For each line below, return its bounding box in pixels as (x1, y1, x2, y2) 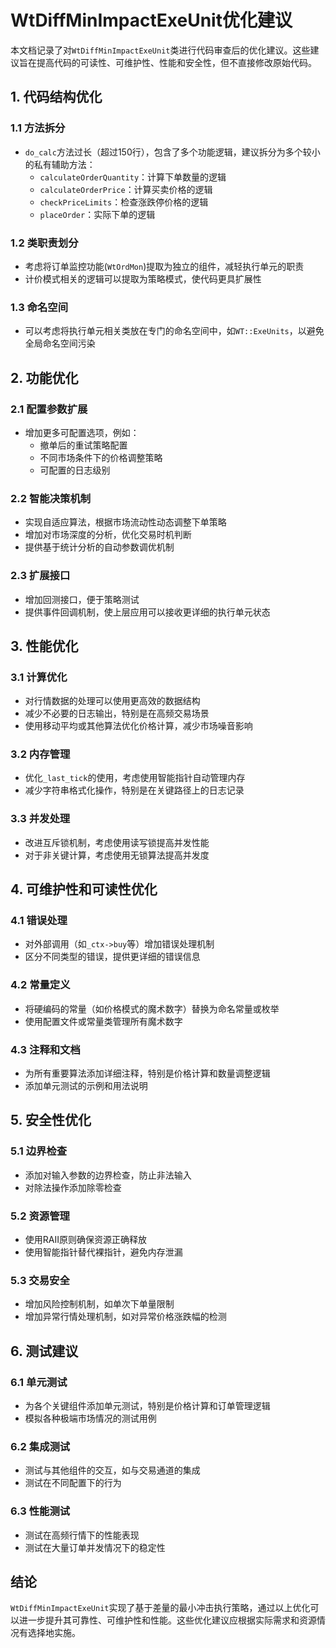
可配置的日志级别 (39, 464, 111, 476)
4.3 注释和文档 (10, 1042, 81, 1056)
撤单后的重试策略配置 (39, 439, 128, 451)
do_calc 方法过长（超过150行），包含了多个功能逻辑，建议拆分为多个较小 (24, 146, 321, 158)
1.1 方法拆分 (10, 121, 66, 135)
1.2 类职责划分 (10, 236, 79, 250)
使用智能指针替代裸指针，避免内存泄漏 (24, 1246, 183, 1258)
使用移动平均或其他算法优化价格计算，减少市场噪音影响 (24, 720, 253, 732)
